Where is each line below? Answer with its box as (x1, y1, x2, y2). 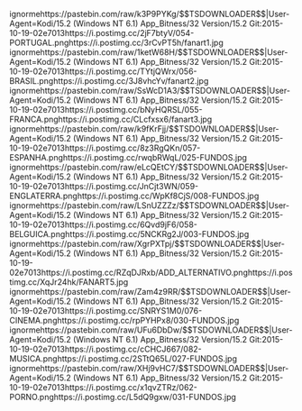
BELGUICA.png (9, 229, 66, 239)
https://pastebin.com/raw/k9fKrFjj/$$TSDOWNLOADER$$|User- (40, 123, 279, 134)
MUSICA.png (9, 353, 58, 364)
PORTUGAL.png (9, 37, 69, 48)
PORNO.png (9, 392, 54, 402)
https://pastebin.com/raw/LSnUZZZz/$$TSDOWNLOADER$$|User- (40, 200, 290, 211)
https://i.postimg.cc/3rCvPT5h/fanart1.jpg (69, 37, 224, 48)
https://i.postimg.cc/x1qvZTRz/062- (64, 382, 198, 392)
